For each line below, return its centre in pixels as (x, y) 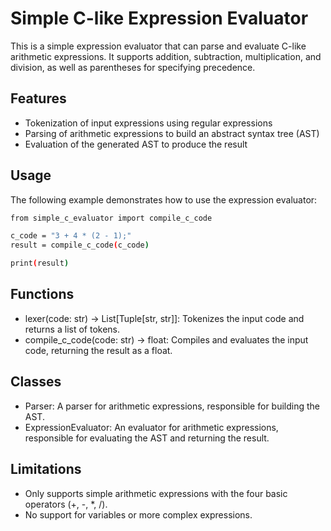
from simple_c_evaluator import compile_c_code (111, 218)
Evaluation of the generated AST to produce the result (136, 144)
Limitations (46, 469)
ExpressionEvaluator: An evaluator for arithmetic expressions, (151, 427)
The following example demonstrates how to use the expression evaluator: (164, 199)
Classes (36, 382)
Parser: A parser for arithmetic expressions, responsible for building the (172, 406)
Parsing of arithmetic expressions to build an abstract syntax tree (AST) (172, 133)
